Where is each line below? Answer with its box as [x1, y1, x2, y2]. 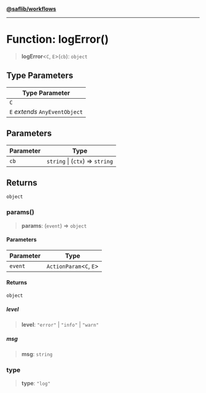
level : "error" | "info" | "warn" [21, 321, 99, 329]
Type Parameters [6, 71, 74, 81]
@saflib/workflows [6, 6, 56, 12]
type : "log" [21, 380, 51, 387]
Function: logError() [6, 32, 109, 47]
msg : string [21, 351, 53, 358]
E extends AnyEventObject [9, 107, 83, 116]
